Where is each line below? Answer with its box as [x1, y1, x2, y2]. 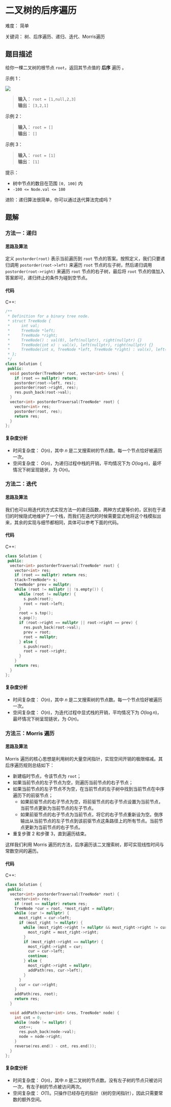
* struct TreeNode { [7, 318, 51, 324]
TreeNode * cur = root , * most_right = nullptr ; [14, 906, 115, 911]
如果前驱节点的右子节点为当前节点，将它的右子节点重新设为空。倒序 [20, 811, 163, 817]
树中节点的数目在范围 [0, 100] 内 [12, 180, 83, 186]
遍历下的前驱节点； [12, 792, 53, 798]
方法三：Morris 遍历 [5, 730, 55, 737]
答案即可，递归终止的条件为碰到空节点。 [5, 275, 90, 281]
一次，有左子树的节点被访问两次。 [12, 1083, 84, 1090]
